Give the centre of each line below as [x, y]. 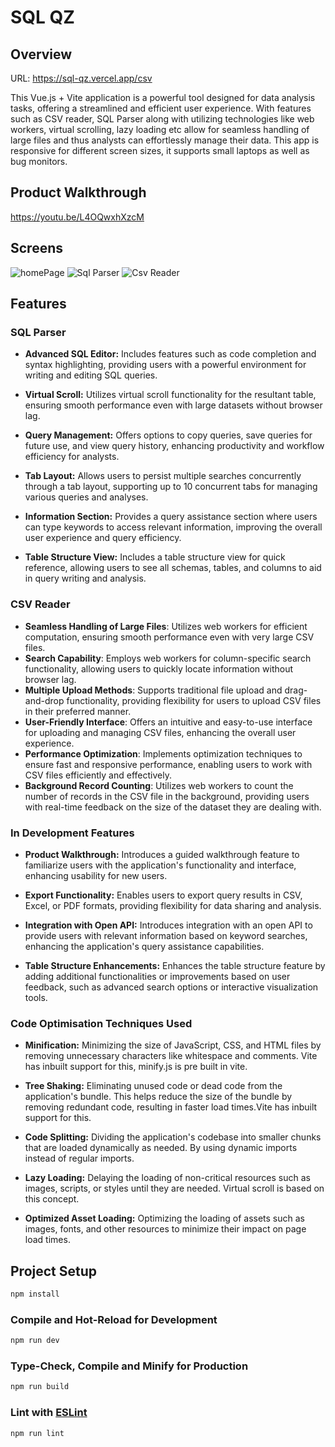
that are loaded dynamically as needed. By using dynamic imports [161, 1148]
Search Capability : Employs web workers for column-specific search [168, 658]
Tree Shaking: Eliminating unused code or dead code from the [153, 1086]
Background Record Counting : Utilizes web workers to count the [159, 785]
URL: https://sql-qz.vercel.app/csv [81, 78]
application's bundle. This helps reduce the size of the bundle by [158, 1097]
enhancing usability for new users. [96, 875]
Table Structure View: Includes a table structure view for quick [155, 557]
